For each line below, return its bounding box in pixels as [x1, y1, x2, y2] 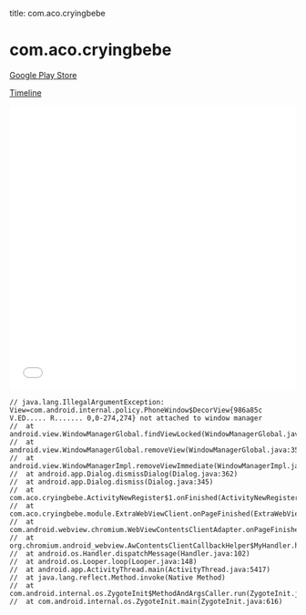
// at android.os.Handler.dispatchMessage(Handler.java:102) [9, 548, 250, 559]
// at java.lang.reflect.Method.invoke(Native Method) [9, 573, 226, 582]
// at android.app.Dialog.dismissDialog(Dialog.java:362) [9, 469, 239, 478]
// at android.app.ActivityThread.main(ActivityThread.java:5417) [9, 565, 271, 574]
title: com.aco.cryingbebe [9, 8, 107, 18]
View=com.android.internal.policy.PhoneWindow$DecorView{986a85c [9, 405, 262, 415]
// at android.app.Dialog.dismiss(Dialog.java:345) [9, 477, 214, 487]
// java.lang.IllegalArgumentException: [9, 397, 166, 406]
